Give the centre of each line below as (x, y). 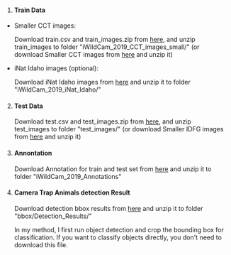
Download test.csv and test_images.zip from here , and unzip (102, 121)
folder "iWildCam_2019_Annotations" (68, 176)
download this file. (41, 244)
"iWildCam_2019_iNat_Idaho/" (57, 89)
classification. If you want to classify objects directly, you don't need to (118, 237)
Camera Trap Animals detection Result (72, 192)
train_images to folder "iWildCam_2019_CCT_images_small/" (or (107, 47)
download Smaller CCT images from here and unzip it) (94, 55)
